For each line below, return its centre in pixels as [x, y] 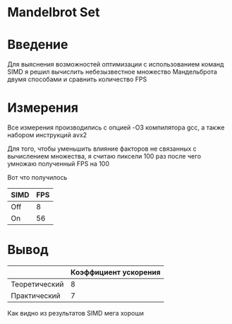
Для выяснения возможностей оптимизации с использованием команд [116, 64]
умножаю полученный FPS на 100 [59, 164]
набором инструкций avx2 [47, 135]
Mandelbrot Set [54, 12]
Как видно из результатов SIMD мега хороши [76, 313]
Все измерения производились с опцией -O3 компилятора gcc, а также [116, 127]
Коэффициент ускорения [115, 272]
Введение [38, 45]
